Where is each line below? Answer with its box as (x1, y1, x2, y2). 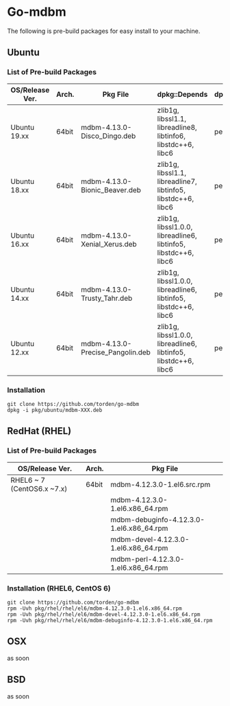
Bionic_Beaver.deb (81, 185, 142, 194)
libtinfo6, (157, 131, 186, 141)
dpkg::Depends (157, 89, 208, 99)
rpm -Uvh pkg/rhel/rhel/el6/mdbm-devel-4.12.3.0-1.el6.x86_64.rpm (7, 611, 201, 618)
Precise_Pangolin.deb (81, 348, 151, 357)
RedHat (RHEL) (7, 425, 72, 437)
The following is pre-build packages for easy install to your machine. (7, 27, 201, 35)
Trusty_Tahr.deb (81, 293, 133, 303)
